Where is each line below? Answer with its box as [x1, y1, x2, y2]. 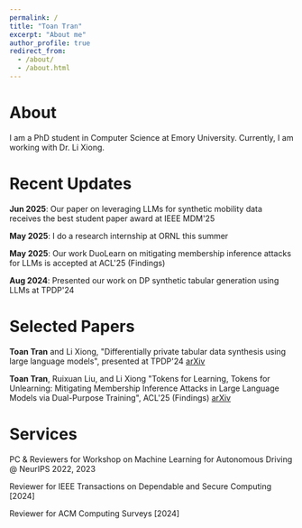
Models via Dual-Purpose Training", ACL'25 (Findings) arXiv [9, 392, 232, 403]
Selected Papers [9, 316, 135, 337]
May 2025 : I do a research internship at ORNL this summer [9, 230, 229, 241]
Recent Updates [9, 173, 133, 194]
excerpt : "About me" [9, 30, 87, 39]
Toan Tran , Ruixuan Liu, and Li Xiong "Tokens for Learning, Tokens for [9, 373, 270, 384]
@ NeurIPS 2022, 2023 [9, 463, 96, 474]
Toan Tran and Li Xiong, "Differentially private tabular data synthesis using [9, 346, 287, 357]
